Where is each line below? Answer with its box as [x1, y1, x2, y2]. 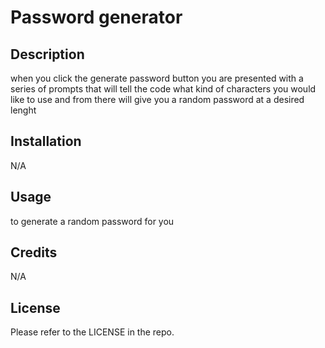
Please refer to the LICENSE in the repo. [10, 326, 175, 338]
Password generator [10, 6, 183, 29]
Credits [10, 244, 58, 261]
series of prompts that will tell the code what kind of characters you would [10, 83, 317, 95]
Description [10, 46, 85, 63]
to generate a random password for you [10, 215, 175, 227]
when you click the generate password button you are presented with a [10, 72, 304, 84]
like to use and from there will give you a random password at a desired [10, 94, 305, 105]
